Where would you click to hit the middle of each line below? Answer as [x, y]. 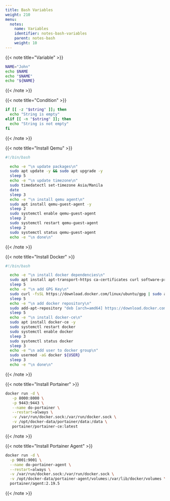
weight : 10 [26, 43]
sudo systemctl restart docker [43, 327]
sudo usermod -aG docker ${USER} [45, 355]
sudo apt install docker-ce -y [43, 323]
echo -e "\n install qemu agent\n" [47, 199]
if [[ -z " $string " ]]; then [36, 110]
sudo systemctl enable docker [41, 332]
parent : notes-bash [35, 39]
